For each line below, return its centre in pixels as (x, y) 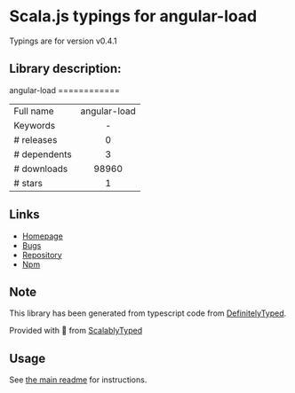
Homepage (43, 236)
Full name (34, 111)
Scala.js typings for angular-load (133, 16)
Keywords (35, 125)
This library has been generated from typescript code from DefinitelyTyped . (148, 313)
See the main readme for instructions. (78, 380)
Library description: (65, 69)
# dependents (43, 154)
